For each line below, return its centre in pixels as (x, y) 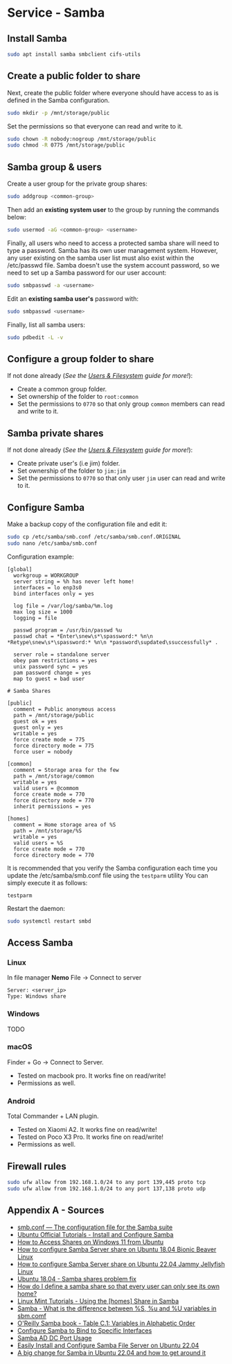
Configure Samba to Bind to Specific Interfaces (84, 1330)
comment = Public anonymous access (65, 709)
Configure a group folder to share (81, 359)
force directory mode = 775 (54, 746)
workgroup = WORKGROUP (46, 575)
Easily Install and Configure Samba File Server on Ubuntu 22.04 (108, 1345)
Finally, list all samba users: (46, 324)
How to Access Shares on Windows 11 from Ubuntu (90, 1242)
